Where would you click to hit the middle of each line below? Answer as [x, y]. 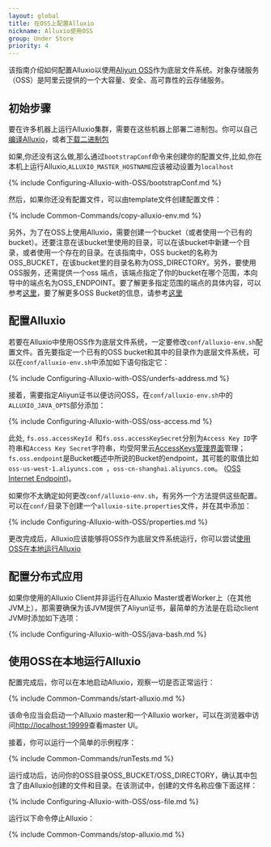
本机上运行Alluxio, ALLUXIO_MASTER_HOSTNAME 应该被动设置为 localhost [121, 166]
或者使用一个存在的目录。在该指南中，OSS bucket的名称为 [120, 252]
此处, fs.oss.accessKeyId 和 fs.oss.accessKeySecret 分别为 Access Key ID [129, 438]
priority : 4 [28, 46]
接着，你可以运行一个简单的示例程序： [72, 743]
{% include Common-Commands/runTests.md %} [91, 759]
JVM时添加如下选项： [44, 618]
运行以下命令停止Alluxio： [52, 819]
